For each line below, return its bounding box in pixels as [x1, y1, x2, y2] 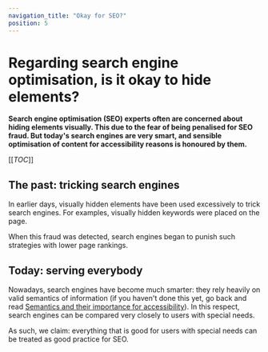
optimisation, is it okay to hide [8, 70, 212, 89]
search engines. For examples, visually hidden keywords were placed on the [8, 208, 260, 218]
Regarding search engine [8, 54, 179, 72]
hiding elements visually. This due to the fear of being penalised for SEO [8, 122, 254, 132]
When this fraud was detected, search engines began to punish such [8, 232, 236, 242]
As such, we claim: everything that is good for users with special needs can [8, 326, 258, 336]
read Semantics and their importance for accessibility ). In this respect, [8, 302, 240, 312]
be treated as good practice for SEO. [8, 334, 130, 344]
